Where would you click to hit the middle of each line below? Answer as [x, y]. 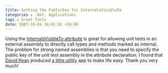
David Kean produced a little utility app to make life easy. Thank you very [82, 60]
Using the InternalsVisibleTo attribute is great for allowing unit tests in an [81, 39]
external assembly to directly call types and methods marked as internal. [81, 44]
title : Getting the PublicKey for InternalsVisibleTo [64, 10]
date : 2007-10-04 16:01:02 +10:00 [42, 24]
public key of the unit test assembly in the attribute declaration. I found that [84, 55]
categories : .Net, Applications [41, 15]
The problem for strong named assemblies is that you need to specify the [82, 50]
